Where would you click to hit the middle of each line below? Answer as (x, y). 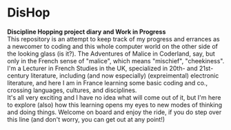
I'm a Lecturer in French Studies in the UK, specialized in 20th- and (102, 68)
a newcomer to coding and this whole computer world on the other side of (113, 46)
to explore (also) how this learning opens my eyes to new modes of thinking (115, 105)
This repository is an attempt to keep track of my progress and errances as (113, 39)
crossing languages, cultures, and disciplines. (72, 90)
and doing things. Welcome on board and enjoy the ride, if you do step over (114, 112)
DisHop (29, 13)
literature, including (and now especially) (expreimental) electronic (125, 75)
